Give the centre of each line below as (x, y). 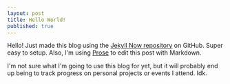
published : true (30, 26)
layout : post (26, 13)
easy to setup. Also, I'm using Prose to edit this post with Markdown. (104, 53)
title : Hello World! (37, 20)
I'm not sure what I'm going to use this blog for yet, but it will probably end (113, 66)
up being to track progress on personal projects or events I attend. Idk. (107, 73)
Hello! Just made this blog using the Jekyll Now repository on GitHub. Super (115, 46)
